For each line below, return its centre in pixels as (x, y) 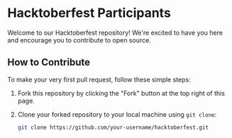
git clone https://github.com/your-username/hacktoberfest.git (113, 127)
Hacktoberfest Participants (89, 13)
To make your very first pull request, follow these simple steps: (99, 79)
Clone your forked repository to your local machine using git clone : (117, 114)
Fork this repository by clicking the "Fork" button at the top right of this (121, 93)
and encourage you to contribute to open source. (79, 40)
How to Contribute (49, 63)
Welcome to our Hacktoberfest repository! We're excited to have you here (115, 33)
